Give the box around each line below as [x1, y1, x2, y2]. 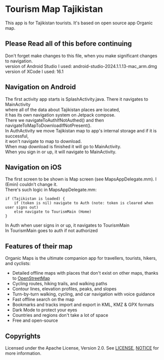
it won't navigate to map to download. [5, 138, 82, 144]
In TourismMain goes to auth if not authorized [5, 228, 98, 234]
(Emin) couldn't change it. [5, 181, 58, 187]
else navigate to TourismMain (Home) [14, 209, 92, 214]
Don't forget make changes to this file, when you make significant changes [5, 53, 158, 59]
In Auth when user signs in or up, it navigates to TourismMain [5, 222, 130, 229]
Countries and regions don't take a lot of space [12, 312, 109, 318]
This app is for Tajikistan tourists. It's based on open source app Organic [5, 20, 153, 26]
